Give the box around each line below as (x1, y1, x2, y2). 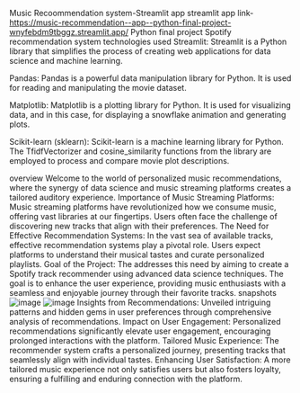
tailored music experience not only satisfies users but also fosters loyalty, (9, 364, 281, 374)
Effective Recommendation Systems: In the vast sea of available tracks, (9, 230, 274, 241)
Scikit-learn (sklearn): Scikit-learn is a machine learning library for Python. (9, 137, 285, 147)
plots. (9, 119, 31, 130)
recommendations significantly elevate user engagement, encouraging (9, 326, 271, 336)
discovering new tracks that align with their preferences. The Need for (9, 220, 269, 231)
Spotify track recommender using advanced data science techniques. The (9, 269, 285, 279)
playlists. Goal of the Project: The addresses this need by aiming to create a (9, 259, 289, 269)
